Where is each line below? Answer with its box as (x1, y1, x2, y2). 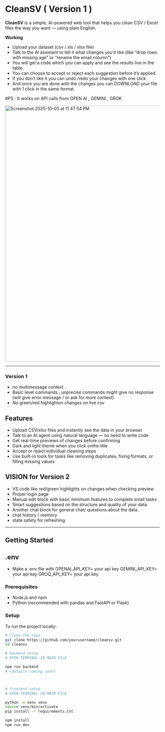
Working (5, 34, 23, 40)
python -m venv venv (5, 700, 48, 705)
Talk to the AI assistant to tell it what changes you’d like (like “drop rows (12, 49, 157, 55)
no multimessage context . (12, 384, 66, 390)
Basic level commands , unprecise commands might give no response (12, 389, 154, 395)
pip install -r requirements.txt (5, 709, 74, 714)
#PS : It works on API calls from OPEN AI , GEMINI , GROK (5, 95, 122, 101)
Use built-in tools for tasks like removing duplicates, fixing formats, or (12, 453, 153, 459)
